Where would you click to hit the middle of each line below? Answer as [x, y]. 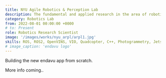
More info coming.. [24, 70]
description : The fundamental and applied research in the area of [76, 14]
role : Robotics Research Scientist [42, 33]
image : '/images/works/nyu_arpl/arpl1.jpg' [51, 38]
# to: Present [20, 28]
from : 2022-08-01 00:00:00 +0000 [40, 23]
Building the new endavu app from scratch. [49, 60]
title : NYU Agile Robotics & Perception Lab [52, 10]
